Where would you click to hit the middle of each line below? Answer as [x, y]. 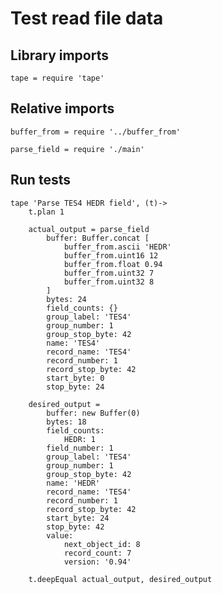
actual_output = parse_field [89, 229]
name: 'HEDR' [73, 483]
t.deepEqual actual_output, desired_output [120, 579]
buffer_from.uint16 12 [111, 255]
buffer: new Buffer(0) [93, 413]
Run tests [40, 180]
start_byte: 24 [78, 518]
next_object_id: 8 [102, 544]
